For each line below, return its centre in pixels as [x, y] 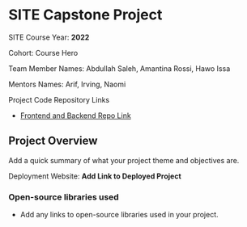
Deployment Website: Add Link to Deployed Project [95, 176]
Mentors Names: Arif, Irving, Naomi [67, 84]
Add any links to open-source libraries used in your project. [119, 215]
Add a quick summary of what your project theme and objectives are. [124, 160]
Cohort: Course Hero [43, 53]
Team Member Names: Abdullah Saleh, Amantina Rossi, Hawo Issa [119, 68]
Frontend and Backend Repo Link [75, 116]
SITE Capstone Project [85, 15]
